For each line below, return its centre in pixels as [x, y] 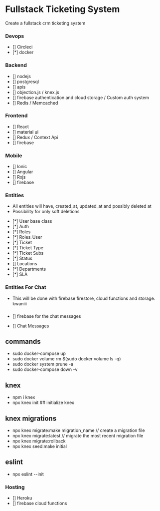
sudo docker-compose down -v [45, 369]
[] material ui [25, 132]
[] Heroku [22, 498]
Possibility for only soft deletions [46, 212]
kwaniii [20, 303]
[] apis [19, 87]
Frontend [16, 116]
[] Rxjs [19, 177]
